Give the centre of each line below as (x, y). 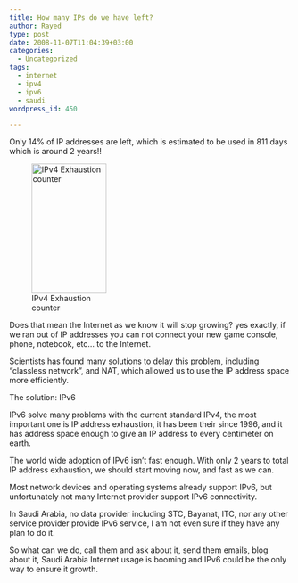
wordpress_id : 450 (43, 109)
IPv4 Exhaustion (62, 299)
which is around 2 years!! (56, 152)
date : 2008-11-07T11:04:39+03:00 (71, 42)
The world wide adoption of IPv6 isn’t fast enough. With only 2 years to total (149, 461)
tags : (19, 68)
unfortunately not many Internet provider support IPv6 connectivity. (133, 497)
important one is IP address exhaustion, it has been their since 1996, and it (146, 424)
